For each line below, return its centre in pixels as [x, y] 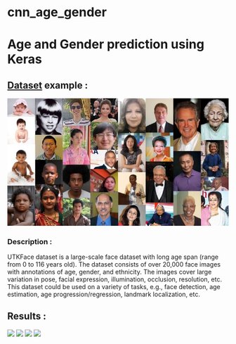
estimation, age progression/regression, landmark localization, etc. [104, 294]
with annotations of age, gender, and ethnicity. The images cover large [110, 272]
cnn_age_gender [57, 12]
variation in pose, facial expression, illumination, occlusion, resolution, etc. [115, 279]
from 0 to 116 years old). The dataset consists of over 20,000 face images [114, 264]
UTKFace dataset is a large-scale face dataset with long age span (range [113, 257]
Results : [27, 316]
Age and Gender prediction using [106, 45]
